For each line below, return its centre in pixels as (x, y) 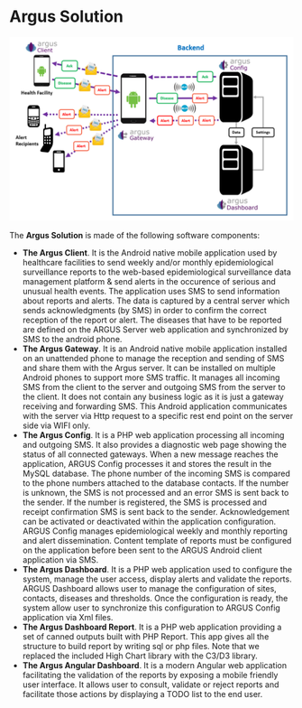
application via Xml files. (68, 617)
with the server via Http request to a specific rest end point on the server (158, 415)
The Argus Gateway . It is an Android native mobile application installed (155, 349)
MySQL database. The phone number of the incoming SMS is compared (156, 473)
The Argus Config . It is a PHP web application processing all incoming (153, 434)
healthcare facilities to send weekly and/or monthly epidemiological (148, 262)
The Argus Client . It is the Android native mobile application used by (150, 252)
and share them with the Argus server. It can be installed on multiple (149, 368)
